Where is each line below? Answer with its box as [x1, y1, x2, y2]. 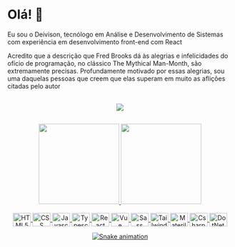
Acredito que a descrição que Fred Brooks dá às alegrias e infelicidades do [7, 51, 229, 60]
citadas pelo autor [7, 81, 61, 90]
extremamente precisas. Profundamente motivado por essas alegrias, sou [7, 66, 225, 75]
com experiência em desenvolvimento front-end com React [7, 37, 182, 46]
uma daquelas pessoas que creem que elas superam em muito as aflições [7, 74, 226, 83]
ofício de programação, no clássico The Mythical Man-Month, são [7, 59, 202, 67]
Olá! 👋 [7, 6, 44, 23]
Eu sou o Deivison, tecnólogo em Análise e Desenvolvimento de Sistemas [7, 30, 224, 39]
